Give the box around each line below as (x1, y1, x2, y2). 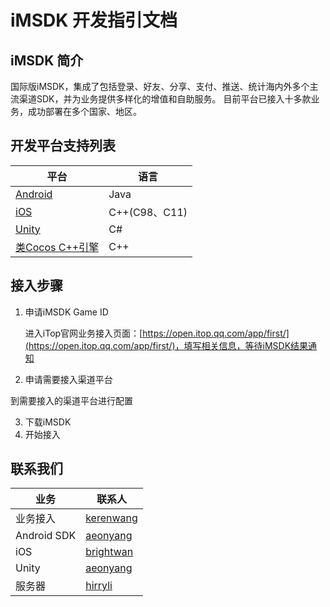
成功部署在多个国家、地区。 (27, 106, 142, 117)
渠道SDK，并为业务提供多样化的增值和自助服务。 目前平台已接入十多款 (18, 93, 312, 105)
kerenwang (85, 511, 138, 525)
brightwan (85, 545, 134, 559)
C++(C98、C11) (108, 205, 188, 219)
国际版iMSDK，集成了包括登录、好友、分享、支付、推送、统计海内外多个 (10, 81, 310, 92)
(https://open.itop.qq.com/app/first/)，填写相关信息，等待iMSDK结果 (24, 339, 309, 351)
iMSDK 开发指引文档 (10, 9, 178, 32)
